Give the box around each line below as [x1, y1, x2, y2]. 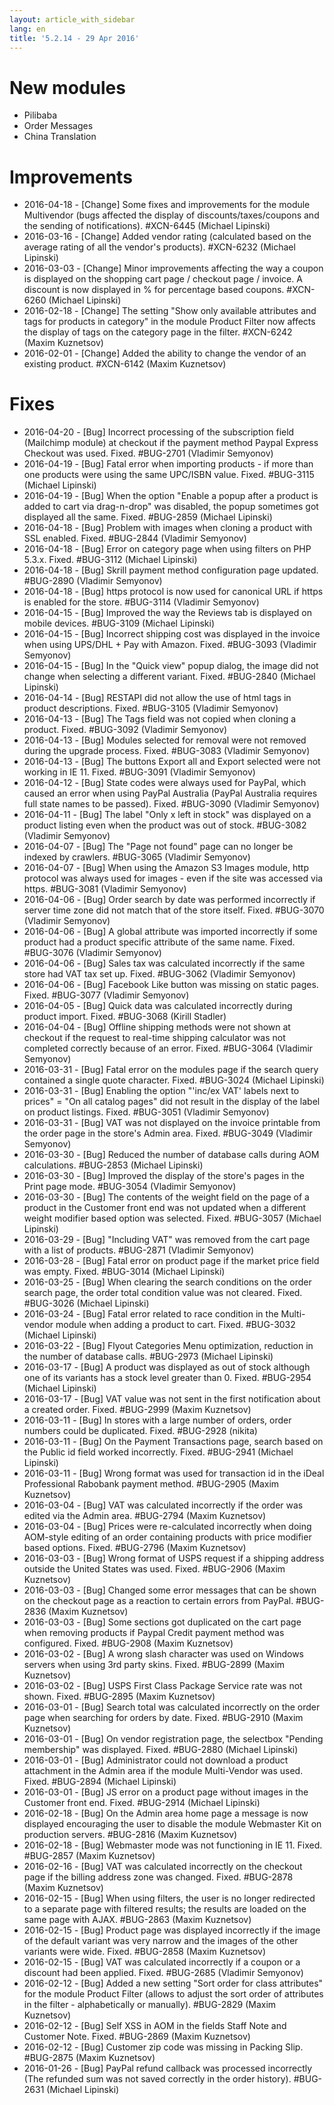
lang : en [9, 24, 46, 34]
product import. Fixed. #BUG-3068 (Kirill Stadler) [23, 1011, 227, 1023]
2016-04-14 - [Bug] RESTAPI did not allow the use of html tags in [23, 692, 292, 704]
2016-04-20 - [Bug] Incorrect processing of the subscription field [23, 426, 295, 438]
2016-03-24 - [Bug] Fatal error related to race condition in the [23, 1308, 279, 1320]
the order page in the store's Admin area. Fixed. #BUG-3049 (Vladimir [23, 1127, 313, 1140]
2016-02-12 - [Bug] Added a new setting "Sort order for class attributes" [23, 1977, 324, 1990]
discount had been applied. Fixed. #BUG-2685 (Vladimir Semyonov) [23, 1967, 304, 1979]
